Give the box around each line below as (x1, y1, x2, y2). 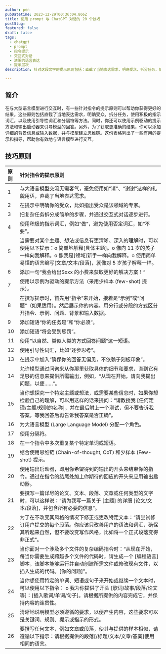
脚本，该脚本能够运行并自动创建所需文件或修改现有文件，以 (19, 560, 159, 567)
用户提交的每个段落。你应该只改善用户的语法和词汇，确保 (24, 521, 159, 528)
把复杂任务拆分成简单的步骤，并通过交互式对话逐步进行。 (19, 211, 154, 218)
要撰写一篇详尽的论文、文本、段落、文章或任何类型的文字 (19, 490, 154, 496)
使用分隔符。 (19, 430, 50, 437)
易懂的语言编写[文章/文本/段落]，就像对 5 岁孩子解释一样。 (19, 259, 157, 266)
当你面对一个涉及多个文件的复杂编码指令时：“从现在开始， (19, 545, 156, 552)
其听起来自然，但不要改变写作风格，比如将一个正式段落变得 (19, 529, 159, 536)
